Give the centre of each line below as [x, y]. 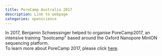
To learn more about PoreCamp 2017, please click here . [62, 48]
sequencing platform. [27, 43]
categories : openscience [31, 19]
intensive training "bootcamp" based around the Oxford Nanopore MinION [81, 38]
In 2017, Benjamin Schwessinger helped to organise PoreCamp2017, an [78, 33]
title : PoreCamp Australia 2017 [39, 10]
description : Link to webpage [37, 14]
